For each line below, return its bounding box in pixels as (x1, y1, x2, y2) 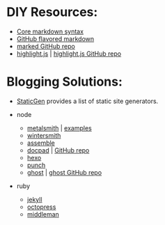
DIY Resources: (6, 4, 98, 20)
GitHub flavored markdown (16, 34, 95, 42)
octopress (26, 203, 56, 211)
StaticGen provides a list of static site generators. (16, 97, 159, 105)
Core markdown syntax (16, 27, 84, 36)
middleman (26, 210, 60, 218)
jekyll (26, 195, 42, 203)
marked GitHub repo (16, 42, 76, 50)
